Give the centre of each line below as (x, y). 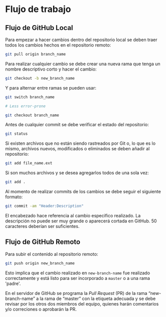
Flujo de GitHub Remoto (43, 242)
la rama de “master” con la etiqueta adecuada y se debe (98, 298)
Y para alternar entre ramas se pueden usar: (51, 88)
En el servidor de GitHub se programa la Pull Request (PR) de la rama (76, 293)
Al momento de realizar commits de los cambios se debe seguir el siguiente (83, 192)
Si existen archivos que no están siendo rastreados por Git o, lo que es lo (80, 143)
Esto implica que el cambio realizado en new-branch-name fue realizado (77, 273)
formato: (14, 197)
